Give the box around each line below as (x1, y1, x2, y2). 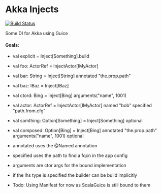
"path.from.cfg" (12, 108, 46, 114)
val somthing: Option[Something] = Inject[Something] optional (12, 118, 143, 124)
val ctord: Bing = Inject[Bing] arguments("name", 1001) (12, 92, 127, 99)
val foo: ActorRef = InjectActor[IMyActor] (12, 63, 99, 69)
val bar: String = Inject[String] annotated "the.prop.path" (12, 73, 131, 79)
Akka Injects (5, 4, 59, 15)
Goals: (5, 42, 19, 48)
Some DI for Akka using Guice (5, 30, 68, 36)
